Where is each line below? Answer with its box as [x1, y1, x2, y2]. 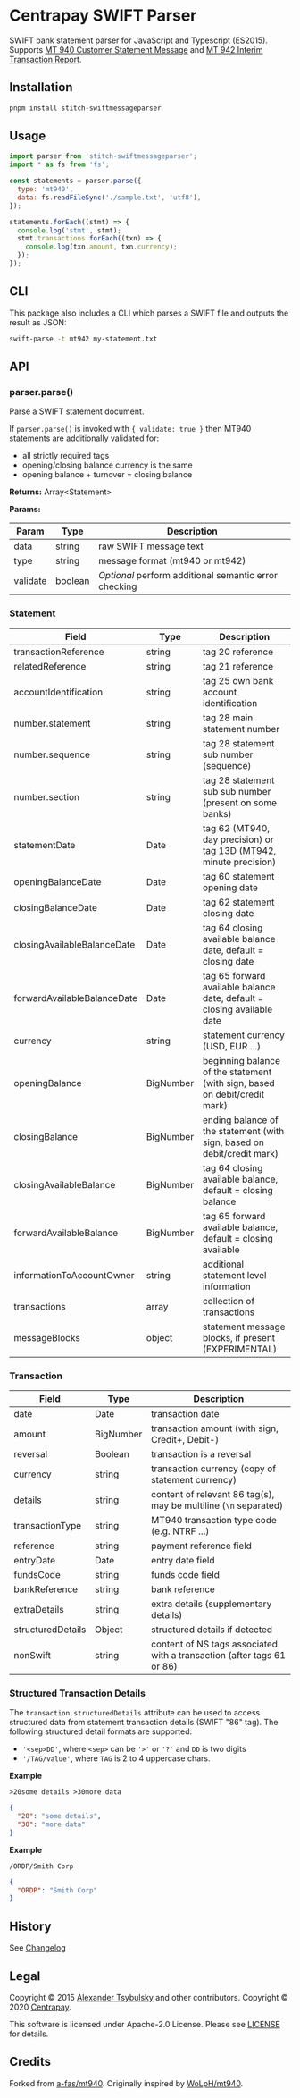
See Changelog [9, 1942, 67, 1953]
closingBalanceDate [13, 901, 98, 914]
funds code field [151, 1568, 221, 1580]
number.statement [13, 717, 91, 729]
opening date [202, 881, 259, 894]
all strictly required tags [21, 451, 110, 461]
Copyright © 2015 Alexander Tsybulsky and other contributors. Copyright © [9, 1992, 288, 2002]
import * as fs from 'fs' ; [9, 160, 110, 170]
